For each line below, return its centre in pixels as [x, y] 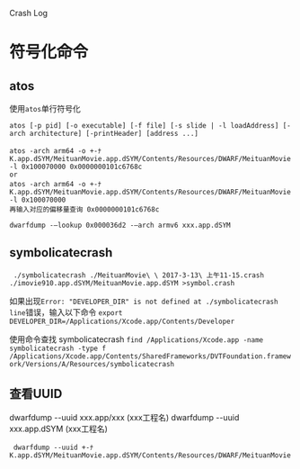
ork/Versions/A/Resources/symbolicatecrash [92, 364]
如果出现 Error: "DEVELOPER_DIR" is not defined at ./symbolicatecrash [144, 301]
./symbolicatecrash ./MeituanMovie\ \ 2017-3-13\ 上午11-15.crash [139, 275]
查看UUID [36, 394]
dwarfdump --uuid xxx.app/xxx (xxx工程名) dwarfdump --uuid [124, 417]
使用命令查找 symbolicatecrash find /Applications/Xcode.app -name [136, 339]
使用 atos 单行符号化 [45, 108]
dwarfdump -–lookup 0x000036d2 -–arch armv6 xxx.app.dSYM [120, 225]
